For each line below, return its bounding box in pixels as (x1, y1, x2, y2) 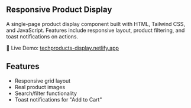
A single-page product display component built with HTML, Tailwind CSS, (6, 20, 185, 27)
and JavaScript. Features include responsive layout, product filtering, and (6, 27, 185, 34)
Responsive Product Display (6, 5, 112, 15)
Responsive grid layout (14, 77, 71, 84)
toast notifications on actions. (6, 32, 79, 40)
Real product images (14, 83, 66, 90)
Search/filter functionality (14, 90, 77, 97)
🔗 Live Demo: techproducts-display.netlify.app (6, 44, 119, 51)
